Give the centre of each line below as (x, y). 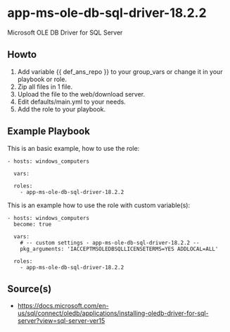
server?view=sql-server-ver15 (61, 321)
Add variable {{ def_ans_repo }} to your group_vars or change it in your (120, 71)
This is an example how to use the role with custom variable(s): (99, 205)
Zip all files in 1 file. (45, 87)
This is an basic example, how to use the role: (74, 148)
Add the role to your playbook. (62, 109)
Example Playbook (49, 131)
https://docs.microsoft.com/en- (63, 306)
